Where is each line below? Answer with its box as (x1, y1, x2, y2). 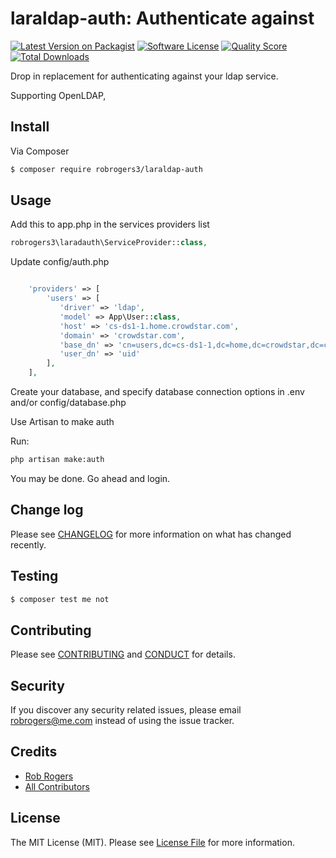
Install (10, 118, 50, 136)
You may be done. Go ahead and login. (10, 472, 171, 484)
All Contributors (24, 780, 90, 792)
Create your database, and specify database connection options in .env (10, 386, 305, 398)
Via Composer (10, 145, 70, 157)
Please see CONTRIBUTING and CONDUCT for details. (10, 648, 236, 661)
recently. (10, 538, 47, 551)
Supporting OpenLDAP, (10, 89, 107, 101)
